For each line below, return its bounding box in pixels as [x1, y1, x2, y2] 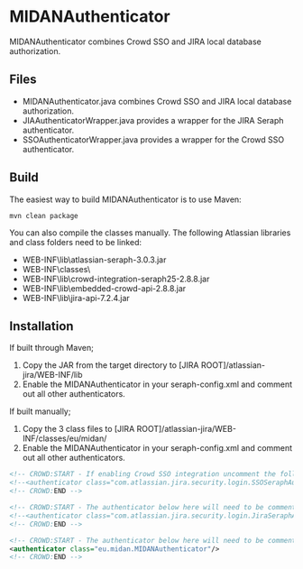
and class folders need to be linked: [9, 236, 142, 247]
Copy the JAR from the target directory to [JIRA [22, 360, 199, 371]
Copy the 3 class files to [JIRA [22, 424, 135, 435]
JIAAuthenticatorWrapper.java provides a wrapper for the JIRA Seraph [22, 115, 284, 125]
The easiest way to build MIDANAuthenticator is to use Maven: [9, 194, 242, 205]
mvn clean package [9, 211, 78, 220]
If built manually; [9, 406, 71, 417]
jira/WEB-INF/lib [22, 370, 83, 381]
